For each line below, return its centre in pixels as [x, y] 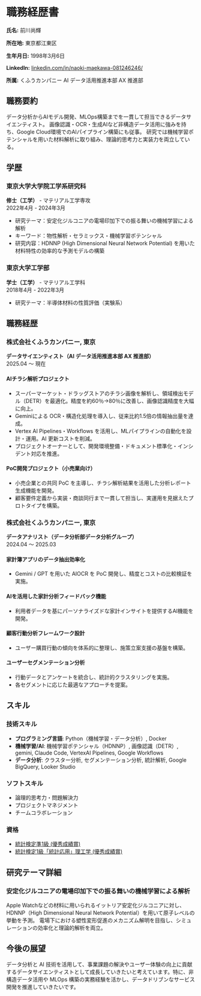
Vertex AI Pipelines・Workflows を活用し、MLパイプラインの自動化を [101, 431]
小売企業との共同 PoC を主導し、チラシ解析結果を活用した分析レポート [103, 483]
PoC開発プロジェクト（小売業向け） [51, 468]
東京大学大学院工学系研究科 [46, 186]
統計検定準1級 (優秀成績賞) [48, 844]
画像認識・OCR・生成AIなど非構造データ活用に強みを [115, 124]
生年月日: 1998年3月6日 [35, 55]
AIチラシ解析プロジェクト [38, 379]
